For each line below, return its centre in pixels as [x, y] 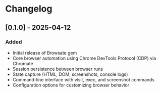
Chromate [23, 63]
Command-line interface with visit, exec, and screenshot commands [84, 79]
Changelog [29, 9]
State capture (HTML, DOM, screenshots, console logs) [70, 74]
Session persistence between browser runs [58, 69]
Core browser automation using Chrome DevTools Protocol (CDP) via [84, 58]
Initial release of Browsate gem [45, 53]
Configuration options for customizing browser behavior [71, 85]
